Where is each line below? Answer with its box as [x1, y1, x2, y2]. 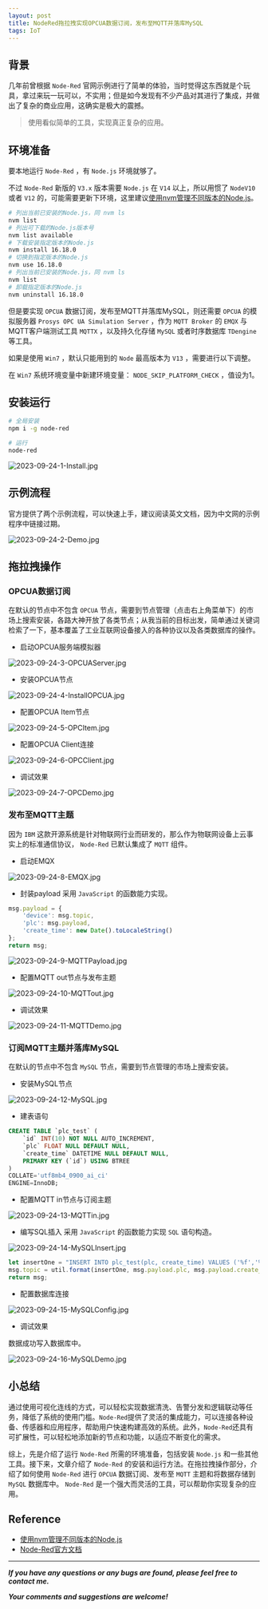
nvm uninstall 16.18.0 [8, 291, 84, 299]
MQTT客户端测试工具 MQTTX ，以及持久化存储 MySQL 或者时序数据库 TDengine [8, 326, 257, 335]
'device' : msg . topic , [22, 912, 94, 920]
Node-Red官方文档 [19, 1544, 82, 1554]
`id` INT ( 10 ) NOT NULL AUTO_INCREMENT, [22, 1135, 156, 1143]
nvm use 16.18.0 [8, 261, 62, 269]
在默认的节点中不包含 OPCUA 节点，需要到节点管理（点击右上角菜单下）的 [8, 605, 247, 615]
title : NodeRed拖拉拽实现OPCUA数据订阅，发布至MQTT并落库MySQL [8, 19, 203, 27]
